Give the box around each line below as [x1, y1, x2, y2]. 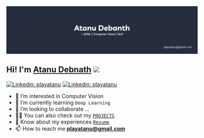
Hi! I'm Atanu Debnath [6, 65, 92, 75]
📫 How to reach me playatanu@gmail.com [15, 125, 126, 132]
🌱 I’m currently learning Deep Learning [15, 99, 110, 106]
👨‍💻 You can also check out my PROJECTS [15, 111, 115, 119]
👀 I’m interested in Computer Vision [15, 92, 104, 99]
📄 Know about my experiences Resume [15, 118, 110, 125]
